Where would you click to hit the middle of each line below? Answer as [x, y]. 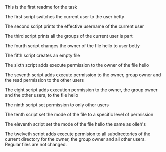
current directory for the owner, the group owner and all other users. [76, 139]
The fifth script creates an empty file [43, 55]
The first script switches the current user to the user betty [65, 17]
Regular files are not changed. [36, 144]
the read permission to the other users [45, 80]
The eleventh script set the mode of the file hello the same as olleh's [76, 124]
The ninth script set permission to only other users [57, 105]
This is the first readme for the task [41, 7]
